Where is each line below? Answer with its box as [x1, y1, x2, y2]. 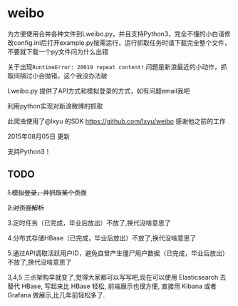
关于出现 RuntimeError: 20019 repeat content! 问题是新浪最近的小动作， [7, 62, 221, 71]
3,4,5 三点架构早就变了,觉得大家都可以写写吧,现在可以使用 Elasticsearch [7, 272, 219, 281]
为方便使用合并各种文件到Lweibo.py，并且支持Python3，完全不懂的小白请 [7, 29, 225, 38]
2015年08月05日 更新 [7, 132, 70, 141]
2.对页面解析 [7, 203, 45, 212]
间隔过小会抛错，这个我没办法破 [13, 71, 108, 80]
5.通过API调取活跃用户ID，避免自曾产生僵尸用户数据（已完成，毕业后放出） [7, 248, 229, 257]
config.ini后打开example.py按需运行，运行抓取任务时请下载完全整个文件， [13, 38, 231, 47]
